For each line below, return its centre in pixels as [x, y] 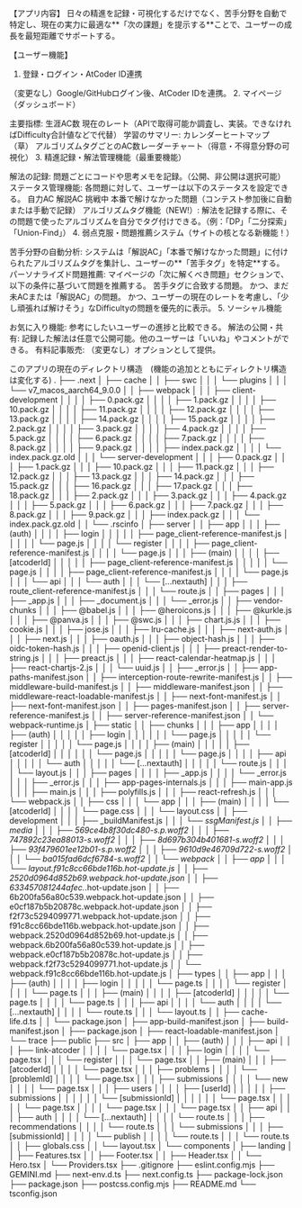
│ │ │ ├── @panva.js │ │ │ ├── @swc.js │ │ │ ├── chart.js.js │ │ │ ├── [145, 620]
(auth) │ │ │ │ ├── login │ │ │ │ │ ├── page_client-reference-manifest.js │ [149, 533]
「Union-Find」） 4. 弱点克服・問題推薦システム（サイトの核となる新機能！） [152, 233]
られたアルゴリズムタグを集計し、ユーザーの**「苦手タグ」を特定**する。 [147, 263]
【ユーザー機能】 [41, 55]
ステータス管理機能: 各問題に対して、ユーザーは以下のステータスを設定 [141, 188]
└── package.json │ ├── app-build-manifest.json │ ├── [159, 1021]
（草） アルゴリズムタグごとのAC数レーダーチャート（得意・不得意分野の [146, 146]
